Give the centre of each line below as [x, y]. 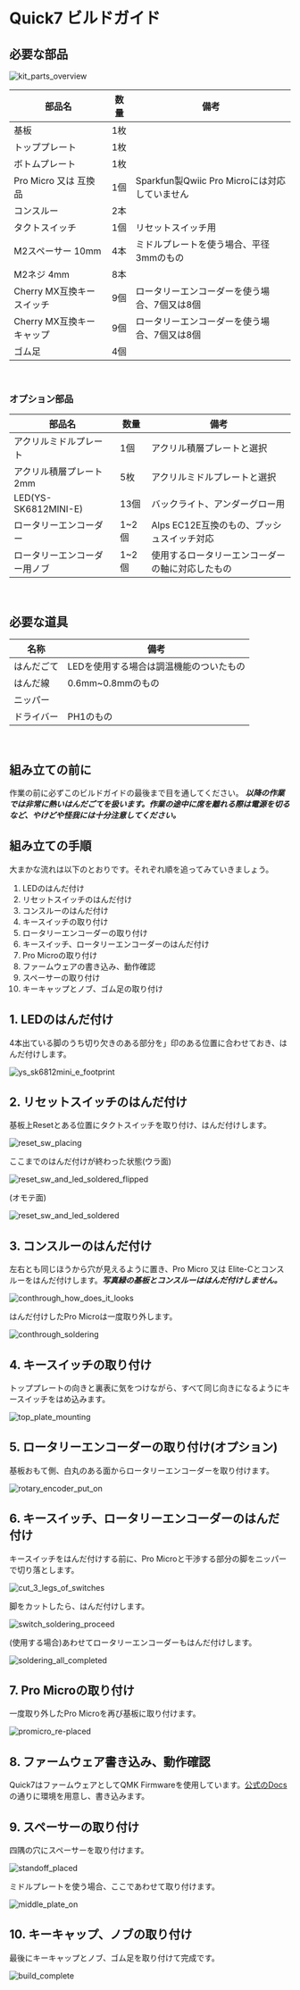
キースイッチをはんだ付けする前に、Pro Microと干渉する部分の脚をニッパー [148, 1559]
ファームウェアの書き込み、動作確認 [89, 966]
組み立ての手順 [50, 846]
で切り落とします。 [44, 1569]
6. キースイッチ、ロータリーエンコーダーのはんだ [145, 1519]
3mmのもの [160, 258]
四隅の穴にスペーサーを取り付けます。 [79, 1851]
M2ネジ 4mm [42, 275]
